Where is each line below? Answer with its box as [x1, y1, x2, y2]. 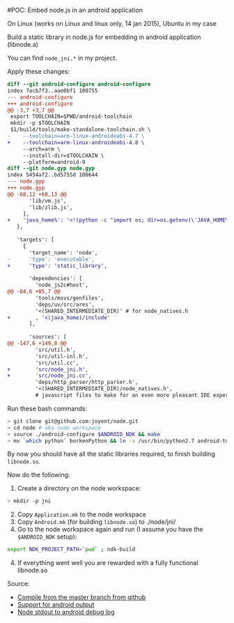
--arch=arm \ [22, 146, 61, 153]
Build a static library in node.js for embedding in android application [7, 33, 201, 41]
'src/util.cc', [35, 359, 79, 367]
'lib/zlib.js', [29, 203, 73, 211]
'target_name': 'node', [29, 249, 98, 256]
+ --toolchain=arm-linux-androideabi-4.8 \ [7, 139, 145, 146]
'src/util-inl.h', [35, 353, 89, 360]
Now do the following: [7, 470, 70, 479]
